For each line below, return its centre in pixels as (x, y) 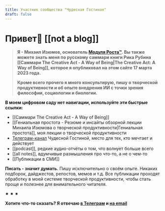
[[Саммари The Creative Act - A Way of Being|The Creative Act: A (86, 62)
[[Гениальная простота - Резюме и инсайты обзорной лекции (77, 122)
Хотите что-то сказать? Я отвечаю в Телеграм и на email (66, 203)
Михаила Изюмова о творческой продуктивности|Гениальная (77, 128)
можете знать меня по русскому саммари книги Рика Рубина (84, 58)
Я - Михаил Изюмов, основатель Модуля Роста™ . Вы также (81, 52)
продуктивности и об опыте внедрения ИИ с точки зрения (80, 88)
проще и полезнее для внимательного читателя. (56, 184)
